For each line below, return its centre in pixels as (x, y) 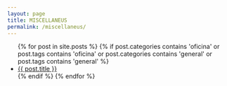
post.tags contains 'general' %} (63, 62)
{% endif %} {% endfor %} (56, 76)
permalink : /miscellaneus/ (47, 27)
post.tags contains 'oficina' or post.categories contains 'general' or (115, 54)
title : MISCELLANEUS (38, 20)
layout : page (26, 14)
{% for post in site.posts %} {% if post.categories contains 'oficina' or (118, 47)
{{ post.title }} (37, 69)
